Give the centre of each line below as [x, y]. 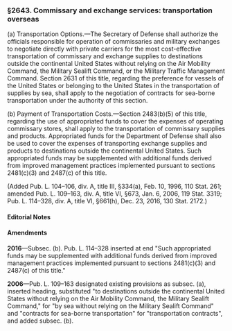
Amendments [27, 233]
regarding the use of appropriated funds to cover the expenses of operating [115, 121]
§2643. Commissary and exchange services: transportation [110, 10]
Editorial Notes [29, 217]
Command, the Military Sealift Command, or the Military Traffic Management [116, 71]
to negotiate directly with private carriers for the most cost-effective [104, 49]
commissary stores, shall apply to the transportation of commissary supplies [116, 129]
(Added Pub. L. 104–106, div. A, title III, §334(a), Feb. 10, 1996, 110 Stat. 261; [115, 187]
